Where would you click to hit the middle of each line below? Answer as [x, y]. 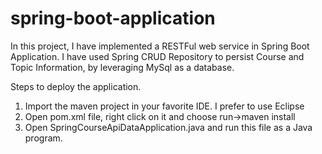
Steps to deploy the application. [76, 86]
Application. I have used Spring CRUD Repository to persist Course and [157, 56]
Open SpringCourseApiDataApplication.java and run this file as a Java [168, 127]
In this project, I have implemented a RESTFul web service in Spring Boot [160, 46]
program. [43, 138]
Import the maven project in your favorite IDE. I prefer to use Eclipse [164, 106]
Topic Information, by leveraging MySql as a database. [122, 67]
